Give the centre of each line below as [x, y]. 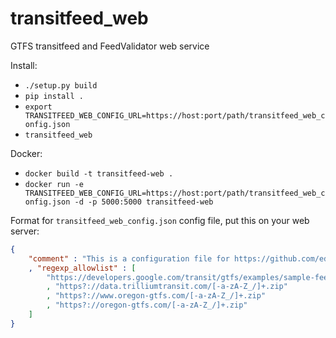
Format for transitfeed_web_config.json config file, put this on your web [160, 220]
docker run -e [54, 184]
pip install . [54, 96]
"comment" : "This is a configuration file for [129, 258]
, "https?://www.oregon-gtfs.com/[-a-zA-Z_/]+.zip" [156, 296]
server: [25, 231]
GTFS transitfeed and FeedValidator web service [110, 46]
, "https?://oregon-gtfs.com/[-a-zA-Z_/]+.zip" [147, 305]
